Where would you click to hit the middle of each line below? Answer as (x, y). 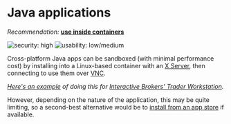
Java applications (59, 13)
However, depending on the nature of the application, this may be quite (108, 100)
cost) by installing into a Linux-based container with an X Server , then (106, 65)
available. (21, 114)
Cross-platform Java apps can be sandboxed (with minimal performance (111, 58)
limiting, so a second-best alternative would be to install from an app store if (116, 107)
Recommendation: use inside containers (66, 32)
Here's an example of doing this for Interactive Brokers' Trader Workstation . (115, 86)
